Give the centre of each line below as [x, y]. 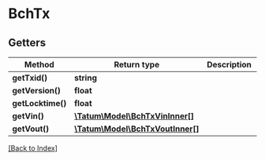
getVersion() [37, 91]
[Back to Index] [33, 148]
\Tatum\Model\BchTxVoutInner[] [136, 129]
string [85, 78]
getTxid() [30, 78]
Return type [137, 65]
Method [39, 65]
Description [229, 65]
